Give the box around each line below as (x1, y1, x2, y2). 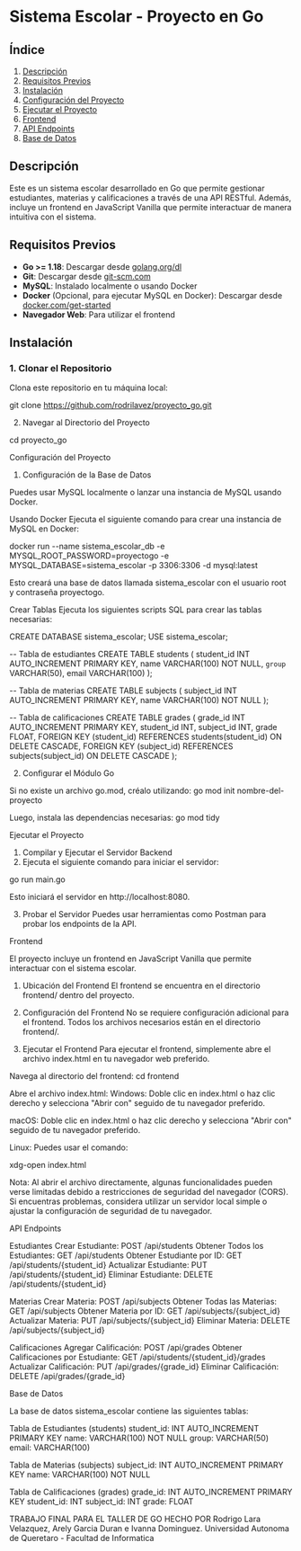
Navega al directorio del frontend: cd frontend (9, 1071, 180, 1082)
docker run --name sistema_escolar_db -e (9, 541, 165, 552)
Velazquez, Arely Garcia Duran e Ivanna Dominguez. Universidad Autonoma (9, 1523, 290, 1534)
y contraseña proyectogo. (9, 587, 105, 598)
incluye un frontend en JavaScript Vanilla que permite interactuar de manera (9, 201, 292, 212)
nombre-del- (236, 785, 285, 797)
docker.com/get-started (22, 299, 111, 310)
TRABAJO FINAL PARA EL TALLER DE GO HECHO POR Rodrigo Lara (9, 1513, 261, 1525)
